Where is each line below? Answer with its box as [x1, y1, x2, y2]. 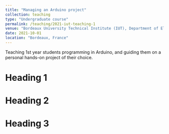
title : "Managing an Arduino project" [5, 7, 87, 13]
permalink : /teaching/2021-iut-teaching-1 [5, 21, 96, 27]
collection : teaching [5, 12, 51, 17]
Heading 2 [5, 95, 49, 106]
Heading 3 [5, 118, 49, 129]
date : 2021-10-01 [5, 31, 42, 36]
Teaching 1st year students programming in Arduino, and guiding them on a [5, 49, 161, 55]
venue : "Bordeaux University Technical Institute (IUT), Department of [5, 26, 158, 31]
